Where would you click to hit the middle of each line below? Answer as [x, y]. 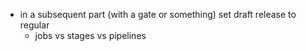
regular [34, 25]
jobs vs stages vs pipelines [90, 35]
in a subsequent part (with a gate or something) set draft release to [158, 14]
